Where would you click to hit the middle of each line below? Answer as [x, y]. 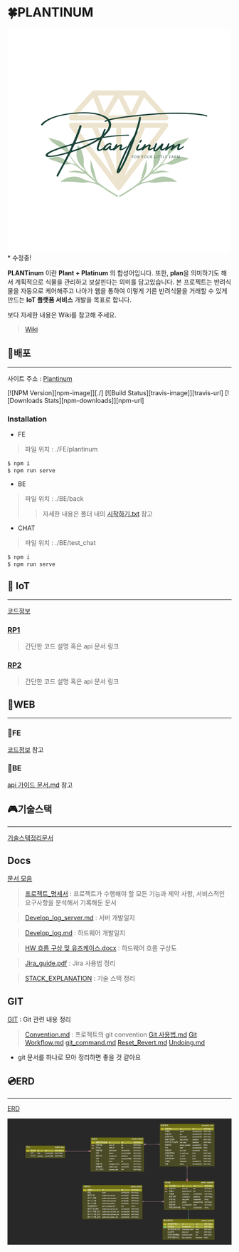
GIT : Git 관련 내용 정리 [39, 1019]
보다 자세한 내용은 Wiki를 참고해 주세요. [62, 315]
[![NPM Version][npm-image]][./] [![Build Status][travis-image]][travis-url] [116, 392]
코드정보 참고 [26, 749]
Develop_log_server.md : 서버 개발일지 [80, 918]
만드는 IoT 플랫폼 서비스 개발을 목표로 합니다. [70, 300]
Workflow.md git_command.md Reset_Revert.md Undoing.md [115, 1043]
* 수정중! [20, 258]
